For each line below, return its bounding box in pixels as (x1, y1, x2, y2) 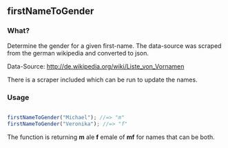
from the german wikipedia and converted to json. (7, 49, 149, 57)
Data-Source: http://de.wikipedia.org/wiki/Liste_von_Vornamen (7, 62, 185, 71)
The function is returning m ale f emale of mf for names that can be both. (7, 133, 215, 141)
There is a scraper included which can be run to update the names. (7, 75, 198, 84)
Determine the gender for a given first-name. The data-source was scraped (7, 41, 222, 50)
